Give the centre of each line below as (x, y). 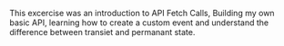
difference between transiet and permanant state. (102, 32)
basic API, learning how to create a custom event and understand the (139, 23)
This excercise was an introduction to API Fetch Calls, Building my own (142, 13)
